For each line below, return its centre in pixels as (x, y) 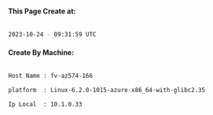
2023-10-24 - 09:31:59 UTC (52, 35)
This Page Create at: (42, 11)
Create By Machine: (41, 52)
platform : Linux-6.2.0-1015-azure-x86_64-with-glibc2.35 (107, 91)
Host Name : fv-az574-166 (50, 76)
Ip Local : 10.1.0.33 (45, 105)
